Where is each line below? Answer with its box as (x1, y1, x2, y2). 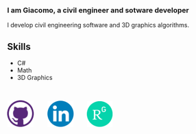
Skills (7, 40, 31, 53)
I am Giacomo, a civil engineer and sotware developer (7, 5, 190, 15)
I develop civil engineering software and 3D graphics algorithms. (7, 21, 190, 29)
